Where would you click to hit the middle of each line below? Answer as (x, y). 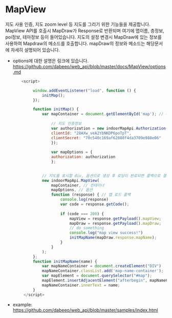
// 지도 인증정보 (66, 124)
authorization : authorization (83, 157)
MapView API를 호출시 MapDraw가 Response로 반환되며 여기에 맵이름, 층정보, (85, 30)
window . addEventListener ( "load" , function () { (84, 91)
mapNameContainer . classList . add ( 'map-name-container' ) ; (103, 271)
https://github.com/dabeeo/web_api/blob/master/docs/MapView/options (89, 66)
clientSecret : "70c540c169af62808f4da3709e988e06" (106, 138)
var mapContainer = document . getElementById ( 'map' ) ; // (103, 114)
